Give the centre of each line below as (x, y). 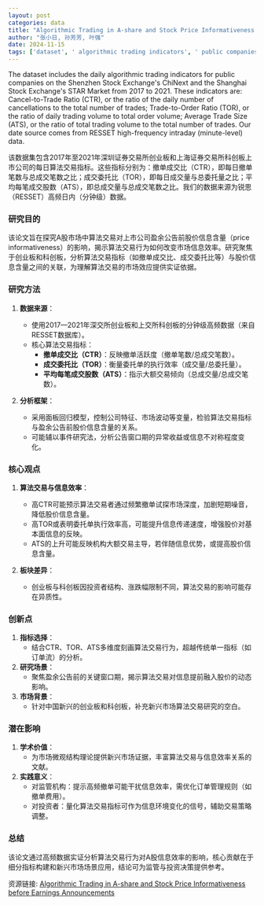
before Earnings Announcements (62, 892)
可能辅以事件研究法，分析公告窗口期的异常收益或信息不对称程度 (134, 436)
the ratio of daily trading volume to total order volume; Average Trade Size (128, 116)
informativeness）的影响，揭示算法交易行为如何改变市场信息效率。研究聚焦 (130, 248)
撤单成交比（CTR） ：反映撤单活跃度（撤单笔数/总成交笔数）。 (141, 354)
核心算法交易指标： (62, 344)
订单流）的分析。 (59, 657)
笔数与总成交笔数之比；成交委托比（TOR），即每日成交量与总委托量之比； (127, 177)
